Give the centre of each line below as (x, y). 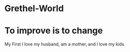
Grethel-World (34, 9)
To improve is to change (54, 31)
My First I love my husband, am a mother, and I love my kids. (65, 44)
